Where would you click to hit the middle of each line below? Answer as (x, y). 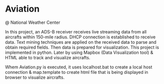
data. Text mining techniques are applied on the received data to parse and (81, 42)
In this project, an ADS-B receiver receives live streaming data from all (76, 32)
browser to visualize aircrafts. (35, 77)
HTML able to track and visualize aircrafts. (48, 57)
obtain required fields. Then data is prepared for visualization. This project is (82, 47)
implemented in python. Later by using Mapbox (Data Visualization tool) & (79, 52)
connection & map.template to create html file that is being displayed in (77, 72)
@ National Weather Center (33, 22)
